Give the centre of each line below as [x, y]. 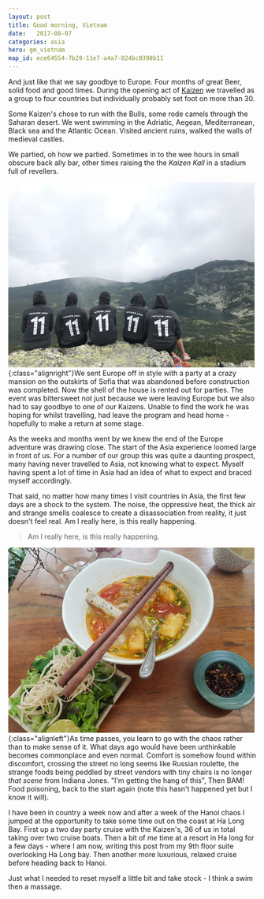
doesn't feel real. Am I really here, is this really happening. [102, 521]
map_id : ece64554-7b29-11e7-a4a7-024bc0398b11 [86, 58]
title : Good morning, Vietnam [58, 25]
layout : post [30, 17]
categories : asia [37, 42]
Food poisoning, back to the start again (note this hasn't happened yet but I [130, 789]
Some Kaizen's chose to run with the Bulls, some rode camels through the [128, 114]
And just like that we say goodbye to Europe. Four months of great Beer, [125, 82]
